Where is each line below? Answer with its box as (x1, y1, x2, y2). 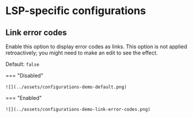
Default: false (5, 60, 39, 68)
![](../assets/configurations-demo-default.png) (5, 84, 127, 90)
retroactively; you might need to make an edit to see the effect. (5, 49, 158, 56)
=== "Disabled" (5, 72, 44, 79)
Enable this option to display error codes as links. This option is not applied (5, 43, 188, 50)
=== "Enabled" (5, 95, 42, 101)
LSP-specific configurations (5, 4, 147, 18)
